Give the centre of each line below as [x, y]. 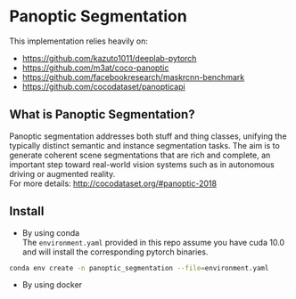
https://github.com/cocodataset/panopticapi [103, 86]
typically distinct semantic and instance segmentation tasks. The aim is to [145, 145]
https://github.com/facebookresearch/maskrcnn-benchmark [133, 77]
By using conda [51, 232]
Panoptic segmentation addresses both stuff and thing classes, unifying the [148, 136]
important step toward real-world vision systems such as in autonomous [142, 164]
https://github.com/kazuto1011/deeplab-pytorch [109, 58]
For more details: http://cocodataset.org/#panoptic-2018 [113, 183]
